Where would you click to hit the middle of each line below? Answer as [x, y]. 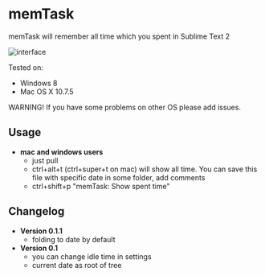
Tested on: [26, 67]
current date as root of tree [77, 265]
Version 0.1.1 [41, 231]
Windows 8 [39, 83]
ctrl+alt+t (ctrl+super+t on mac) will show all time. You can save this [145, 169]
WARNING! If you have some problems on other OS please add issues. [124, 107]
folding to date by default [73, 239]
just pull [45, 160]
